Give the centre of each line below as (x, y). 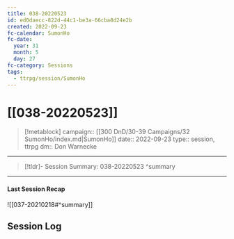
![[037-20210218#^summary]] (50, 204)
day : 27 (25, 59)
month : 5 (26, 53)
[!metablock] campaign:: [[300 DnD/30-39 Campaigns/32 (107, 132)
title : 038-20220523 (37, 14)
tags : (15, 72)
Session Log (34, 226)
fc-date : (20, 40)
